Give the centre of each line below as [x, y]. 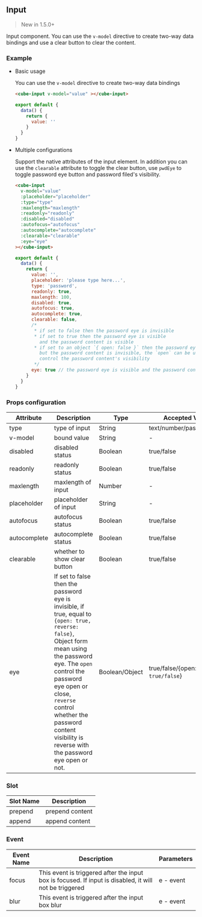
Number [110, 486]
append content [68, 821]
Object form [71, 641]
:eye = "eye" [34, 241]
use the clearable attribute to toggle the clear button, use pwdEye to [98, 168]
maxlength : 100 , [51, 297]
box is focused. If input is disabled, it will [96, 880]
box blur [50, 905]
